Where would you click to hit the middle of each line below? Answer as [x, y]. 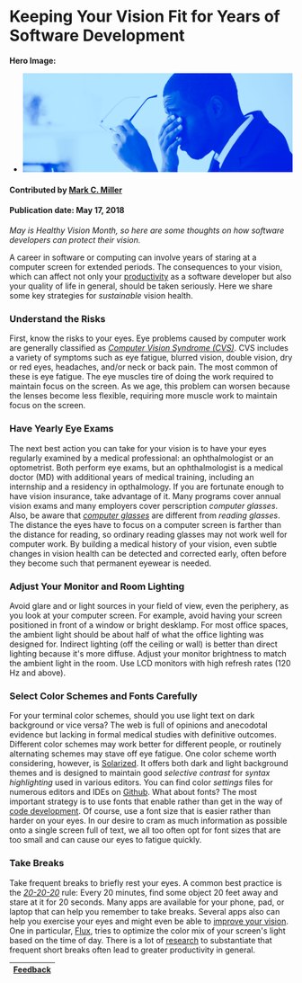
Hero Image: [33, 60]
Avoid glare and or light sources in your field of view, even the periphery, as [149, 605]
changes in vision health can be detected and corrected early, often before [148, 553]
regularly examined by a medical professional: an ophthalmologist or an [142, 458]
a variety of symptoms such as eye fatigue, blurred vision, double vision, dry [151, 358]
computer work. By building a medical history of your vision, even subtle [143, 544]
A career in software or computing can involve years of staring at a [133, 257]
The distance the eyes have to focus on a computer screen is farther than [145, 524]
